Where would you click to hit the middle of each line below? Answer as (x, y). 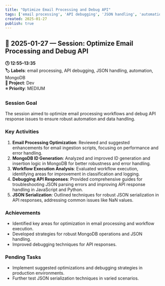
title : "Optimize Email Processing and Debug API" (58, 10)
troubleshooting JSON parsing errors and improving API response (79, 184)
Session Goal (21, 103)
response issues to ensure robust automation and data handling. (70, 119)
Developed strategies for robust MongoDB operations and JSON (77, 234)
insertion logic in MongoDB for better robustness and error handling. (82, 163)
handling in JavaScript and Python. (48, 190)
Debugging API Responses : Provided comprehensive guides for (77, 179)
